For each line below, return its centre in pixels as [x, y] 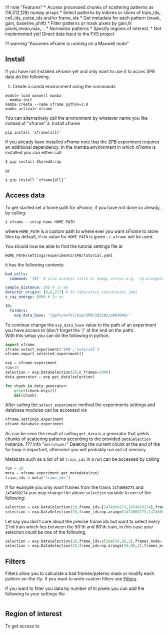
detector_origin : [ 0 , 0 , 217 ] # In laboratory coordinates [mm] [71, 292]
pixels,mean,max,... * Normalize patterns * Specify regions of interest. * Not [83, 29]
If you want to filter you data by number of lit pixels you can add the [75, 588]
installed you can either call [33, 152]
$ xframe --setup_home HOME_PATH [40, 222]
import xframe [20, 345]
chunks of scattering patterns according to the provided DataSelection [78, 439]
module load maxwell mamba [33, 95]
